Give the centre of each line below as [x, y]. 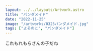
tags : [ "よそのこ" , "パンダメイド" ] [40, 28]
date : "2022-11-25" [26, 19]
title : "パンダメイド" [27, 14]
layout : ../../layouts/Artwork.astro [45, 10]
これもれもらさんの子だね [32, 43]
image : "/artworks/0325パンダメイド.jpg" [47, 24]
